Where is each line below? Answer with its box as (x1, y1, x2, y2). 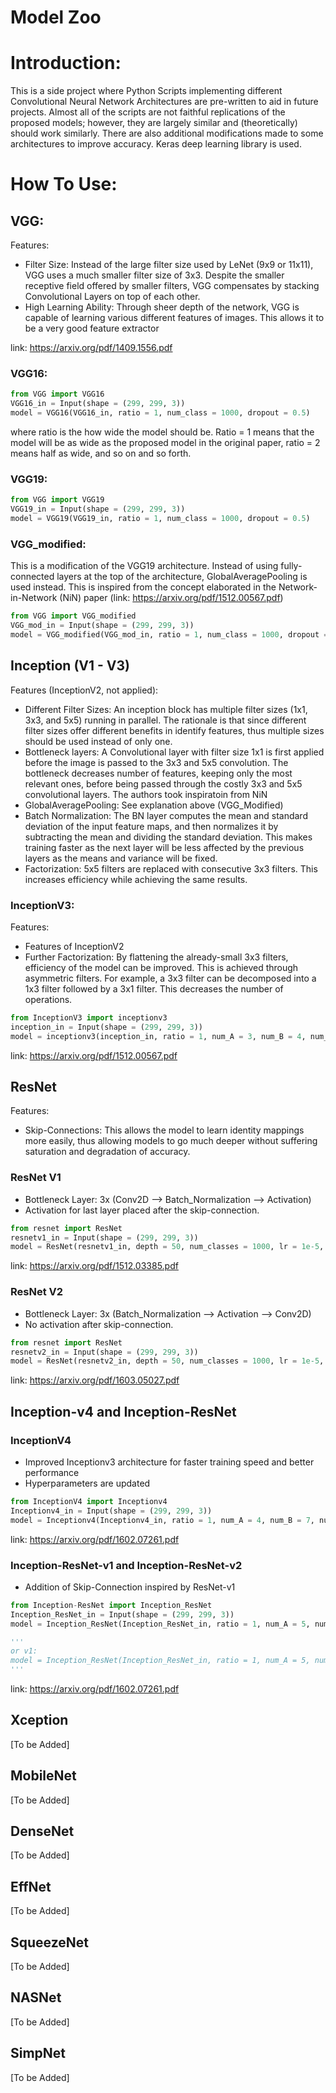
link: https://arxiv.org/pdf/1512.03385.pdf (10, 1260, 179, 1272)
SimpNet (10, 2045, 67, 2062)
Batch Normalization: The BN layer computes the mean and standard (24, 809, 308, 821)
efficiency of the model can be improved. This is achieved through (24, 962, 299, 973)
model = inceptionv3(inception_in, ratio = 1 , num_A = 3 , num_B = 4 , (10, 1031, 307, 1041)
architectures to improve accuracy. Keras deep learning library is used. (10, 138, 302, 150)
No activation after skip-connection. (24, 1318, 174, 1330)
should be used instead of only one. (24, 735, 173, 747)
